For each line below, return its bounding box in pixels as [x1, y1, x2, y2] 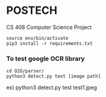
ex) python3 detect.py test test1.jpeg [6, 84, 98, 91]
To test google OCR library [6, 54, 86, 63]
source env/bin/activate [6, 35, 69, 41]
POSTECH [6, 4, 58, 17]
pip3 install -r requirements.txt [6, 40, 93, 46]
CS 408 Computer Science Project [6, 23, 92, 31]
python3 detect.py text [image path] [6, 74, 101, 80]
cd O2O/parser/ [6, 68, 45, 74]
